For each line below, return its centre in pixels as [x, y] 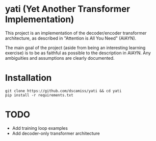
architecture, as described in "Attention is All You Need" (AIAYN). [71, 38]
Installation [28, 78]
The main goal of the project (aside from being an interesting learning [75, 47]
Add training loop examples [40, 128]
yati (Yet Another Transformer [68, 9]
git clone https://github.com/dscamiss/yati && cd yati [63, 91]
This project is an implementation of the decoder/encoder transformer [76, 33]
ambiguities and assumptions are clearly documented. [60, 58]
